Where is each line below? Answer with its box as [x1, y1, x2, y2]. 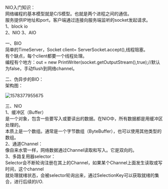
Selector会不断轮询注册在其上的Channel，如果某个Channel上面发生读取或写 [5, 160, 162, 165]
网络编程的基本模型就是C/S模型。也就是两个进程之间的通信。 [5, 11, 132, 17]
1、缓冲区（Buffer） [5, 109, 46, 115]
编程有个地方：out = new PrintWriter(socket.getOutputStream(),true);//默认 [5, 59, 160, 65]
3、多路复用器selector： [5, 153, 56, 159]
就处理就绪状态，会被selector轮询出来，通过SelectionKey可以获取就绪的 [5, 172, 155, 178]
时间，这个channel [5, 166, 44, 172]
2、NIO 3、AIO [5, 30, 37, 35]
